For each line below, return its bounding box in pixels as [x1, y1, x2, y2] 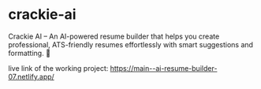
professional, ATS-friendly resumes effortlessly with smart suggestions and [8, 39, 254, 49]
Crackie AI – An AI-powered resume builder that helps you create [8, 32, 220, 41]
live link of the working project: [8, 63, 109, 72]
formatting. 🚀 [8, 48, 51, 57]
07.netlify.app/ [8, 72, 55, 81]
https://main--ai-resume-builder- [110, 63, 218, 72]
